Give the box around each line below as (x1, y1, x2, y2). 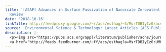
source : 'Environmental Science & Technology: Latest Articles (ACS (5, 26, 149, 31)
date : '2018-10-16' (5, 16, 45, 21)
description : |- (5, 30, 39, 35)
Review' (9, 12, 26, 17)
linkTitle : (5, 21, 28, 26)
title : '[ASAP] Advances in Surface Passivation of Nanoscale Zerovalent (5, 7, 161, 12)
